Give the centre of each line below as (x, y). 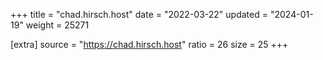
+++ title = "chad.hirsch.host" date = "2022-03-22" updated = (139, 14)
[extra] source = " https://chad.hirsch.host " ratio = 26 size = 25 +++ (149, 44)
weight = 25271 (57, 25)
